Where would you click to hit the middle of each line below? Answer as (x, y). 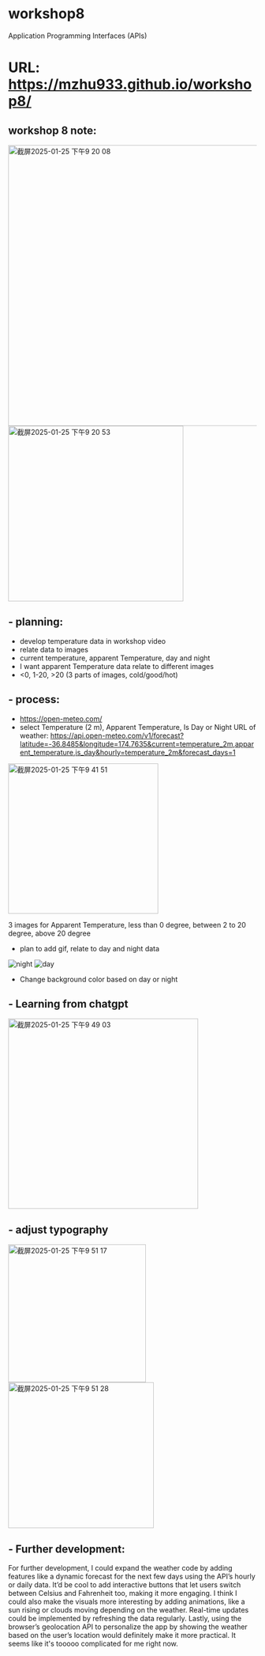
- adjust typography (58, 1229)
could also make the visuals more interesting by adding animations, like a (127, 1601)
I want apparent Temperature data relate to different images (117, 666)
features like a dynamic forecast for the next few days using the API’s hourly (132, 1576)
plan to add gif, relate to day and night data (90, 948)
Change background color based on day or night (99, 979)
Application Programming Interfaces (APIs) (78, 36)
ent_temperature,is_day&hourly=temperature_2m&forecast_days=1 (127, 752)
